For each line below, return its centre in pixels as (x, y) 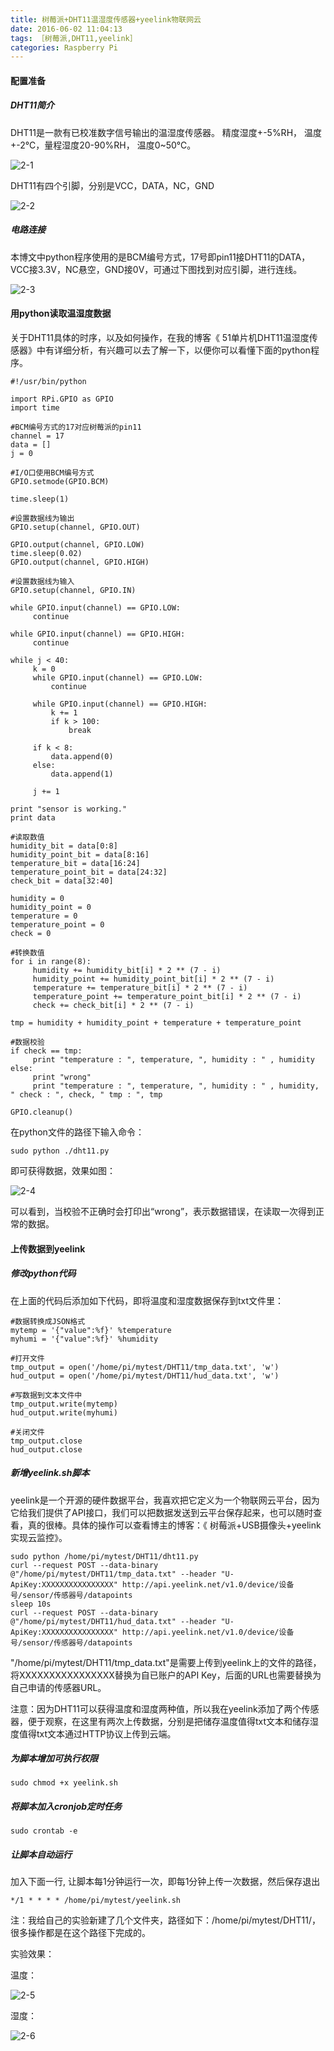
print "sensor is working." (69, 809)
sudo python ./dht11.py (60, 1151)
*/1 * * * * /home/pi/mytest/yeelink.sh (96, 1901)
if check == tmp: (46, 1051)
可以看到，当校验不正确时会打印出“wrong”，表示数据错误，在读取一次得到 (163, 1211)
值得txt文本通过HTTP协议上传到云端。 (97, 1733)
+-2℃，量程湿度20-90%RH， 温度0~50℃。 (103, 145)
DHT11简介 (32, 105)
